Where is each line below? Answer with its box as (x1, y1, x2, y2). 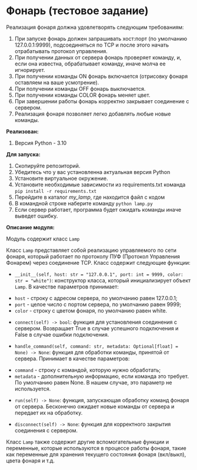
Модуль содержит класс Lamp (6, 235, 80, 242)
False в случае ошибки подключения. (14, 331, 109, 338)
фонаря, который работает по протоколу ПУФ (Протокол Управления (6, 252, 181, 260)
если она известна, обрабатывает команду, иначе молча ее (14, 60, 166, 67)
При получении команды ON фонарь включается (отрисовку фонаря (14, 73, 188, 80)
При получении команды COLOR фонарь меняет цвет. (14, 91, 151, 98)
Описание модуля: (6, 224, 55, 231)
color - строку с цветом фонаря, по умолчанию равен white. (14, 307, 168, 314)
